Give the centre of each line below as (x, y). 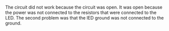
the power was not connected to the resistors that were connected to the (81, 12)
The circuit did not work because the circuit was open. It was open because (84, 7)
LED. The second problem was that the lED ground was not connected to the (84, 18)
